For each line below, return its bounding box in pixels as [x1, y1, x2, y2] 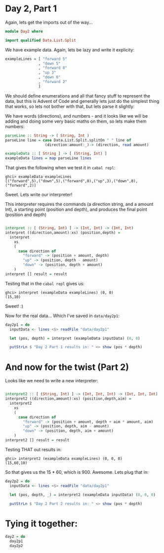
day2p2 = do [5, 478, 30, 484]
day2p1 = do [5, 322, 30, 327]
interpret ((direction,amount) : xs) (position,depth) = [5, 230, 121, 235]
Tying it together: [5, 518, 78, 529]
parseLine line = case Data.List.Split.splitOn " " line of [5, 138, 132, 142]
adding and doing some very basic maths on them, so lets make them [5, 118, 147, 124]
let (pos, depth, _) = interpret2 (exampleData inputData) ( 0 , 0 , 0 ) [9, 492, 156, 497]
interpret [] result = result [5, 272, 68, 276]
